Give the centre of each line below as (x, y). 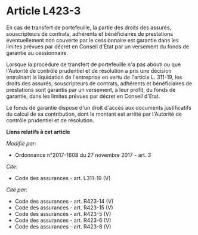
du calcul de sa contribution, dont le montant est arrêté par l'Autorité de (94, 114)
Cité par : (17, 190)
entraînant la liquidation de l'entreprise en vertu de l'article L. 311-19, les (94, 77)
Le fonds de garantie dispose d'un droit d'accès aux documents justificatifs (99, 107)
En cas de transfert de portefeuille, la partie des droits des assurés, (89, 27)
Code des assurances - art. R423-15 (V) (64, 208)
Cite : (12, 166)
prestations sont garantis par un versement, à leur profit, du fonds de (91, 89)
